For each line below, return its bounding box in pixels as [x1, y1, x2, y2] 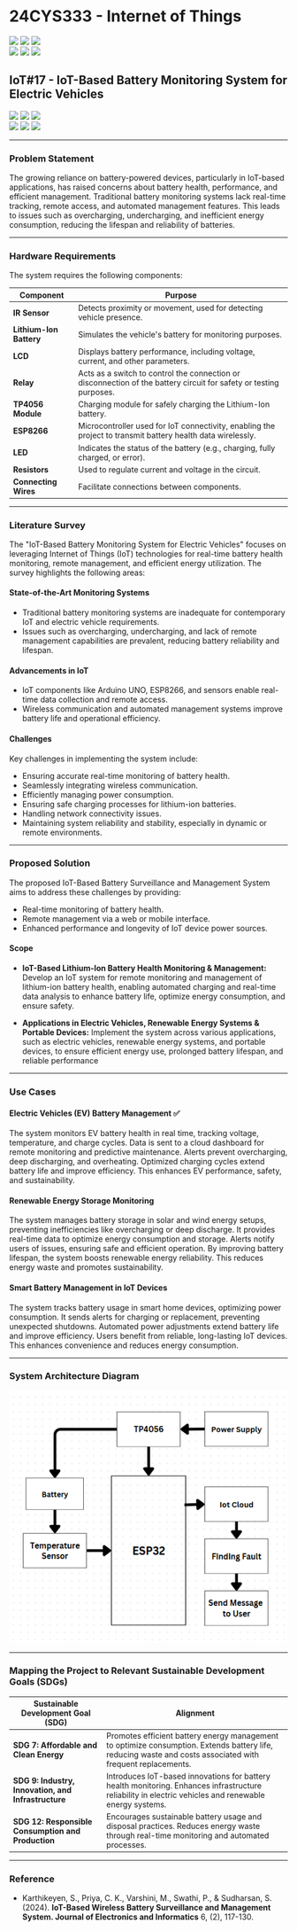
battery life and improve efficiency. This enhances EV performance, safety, [9, 1165, 282, 1176]
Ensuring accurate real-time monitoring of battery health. [21, 770, 231, 781]
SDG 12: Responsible [12, 1816, 93, 1826]
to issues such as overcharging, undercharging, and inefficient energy [9, 210, 265, 221]
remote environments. [21, 827, 103, 837]
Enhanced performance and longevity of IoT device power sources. [21, 923, 268, 933]
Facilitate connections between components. [78, 481, 241, 492]
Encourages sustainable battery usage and [105, 1811, 263, 1822]
